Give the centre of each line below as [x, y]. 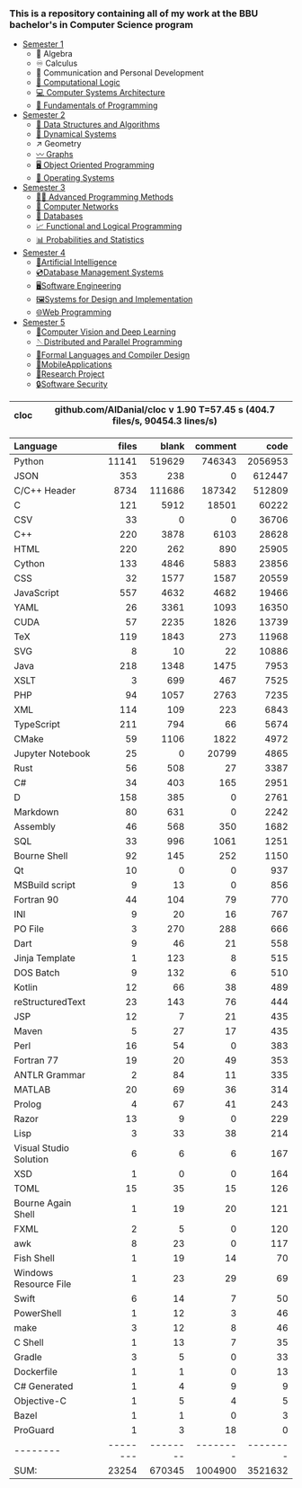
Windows [34, 1273]
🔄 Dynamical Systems [76, 134]
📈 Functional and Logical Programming [109, 227]
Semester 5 [44, 323]
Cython [29, 564]
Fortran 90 [36, 900]
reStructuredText [50, 1002]
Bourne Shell [41, 856]
